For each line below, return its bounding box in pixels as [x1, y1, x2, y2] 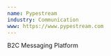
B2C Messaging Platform [7, 42, 78, 50]
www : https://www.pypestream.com [7, 23, 104, 29]
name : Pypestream [7, 10, 58, 17]
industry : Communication [7, 16, 79, 23]
